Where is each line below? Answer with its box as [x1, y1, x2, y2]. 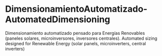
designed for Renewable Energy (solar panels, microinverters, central [5, 40, 146, 46]
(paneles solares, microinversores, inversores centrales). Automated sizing [5, 35, 158, 41]
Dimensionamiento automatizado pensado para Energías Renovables [5, 30, 145, 36]
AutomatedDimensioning [5, 14, 110, 25]
